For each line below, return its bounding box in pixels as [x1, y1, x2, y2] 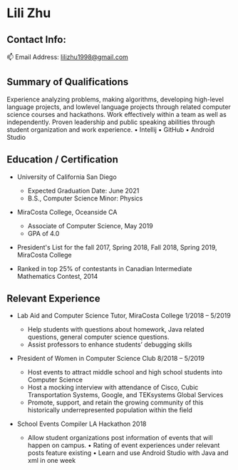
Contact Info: [6, 34, 67, 46]
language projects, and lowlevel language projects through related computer [6, 102, 231, 111]
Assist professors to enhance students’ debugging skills [27, 340, 193, 349]
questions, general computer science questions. [27, 333, 170, 342]
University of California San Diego [16, 173, 117, 181]
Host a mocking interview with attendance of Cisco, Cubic [27, 383, 199, 392]
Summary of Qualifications [6, 76, 129, 88]
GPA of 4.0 [27, 229, 60, 237]
